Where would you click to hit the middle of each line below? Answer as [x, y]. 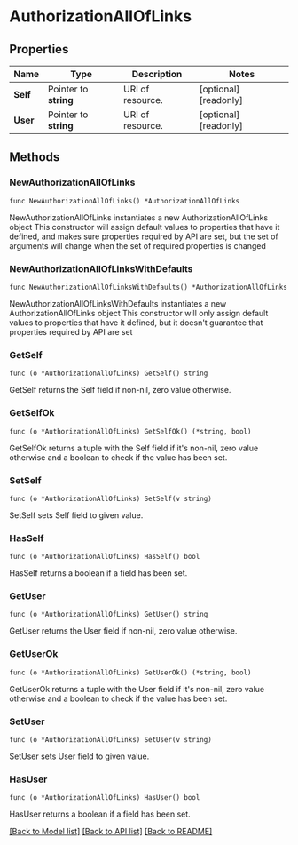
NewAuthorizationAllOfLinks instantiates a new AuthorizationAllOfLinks [139, 217]
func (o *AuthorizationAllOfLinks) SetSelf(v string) [111, 498]
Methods [35, 157]
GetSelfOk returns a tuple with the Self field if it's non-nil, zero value [134, 448]
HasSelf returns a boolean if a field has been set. [98, 573]
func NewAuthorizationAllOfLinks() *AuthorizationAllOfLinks [125, 201]
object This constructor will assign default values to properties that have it [145, 227]
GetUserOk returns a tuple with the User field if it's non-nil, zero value [137, 689]
